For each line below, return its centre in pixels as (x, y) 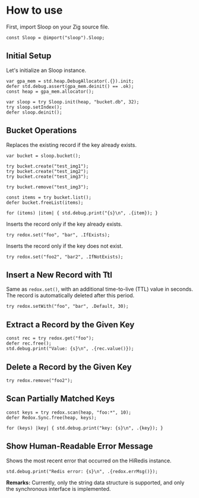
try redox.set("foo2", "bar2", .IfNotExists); (65, 257)
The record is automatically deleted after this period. (70, 295)
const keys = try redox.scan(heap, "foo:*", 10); (69, 412)
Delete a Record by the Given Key (69, 367)
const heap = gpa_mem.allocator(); (50, 92)
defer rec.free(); (29, 343)
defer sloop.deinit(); (34, 112)
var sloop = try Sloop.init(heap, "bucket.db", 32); (73, 102)
